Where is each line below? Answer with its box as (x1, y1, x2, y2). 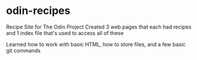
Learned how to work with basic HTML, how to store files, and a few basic (6, 41, 186, 48)
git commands (6, 47, 41, 54)
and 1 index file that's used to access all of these (6, 29, 124, 36)
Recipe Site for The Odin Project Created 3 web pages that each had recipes (6, 23, 192, 30)
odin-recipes (6, 4, 71, 17)
